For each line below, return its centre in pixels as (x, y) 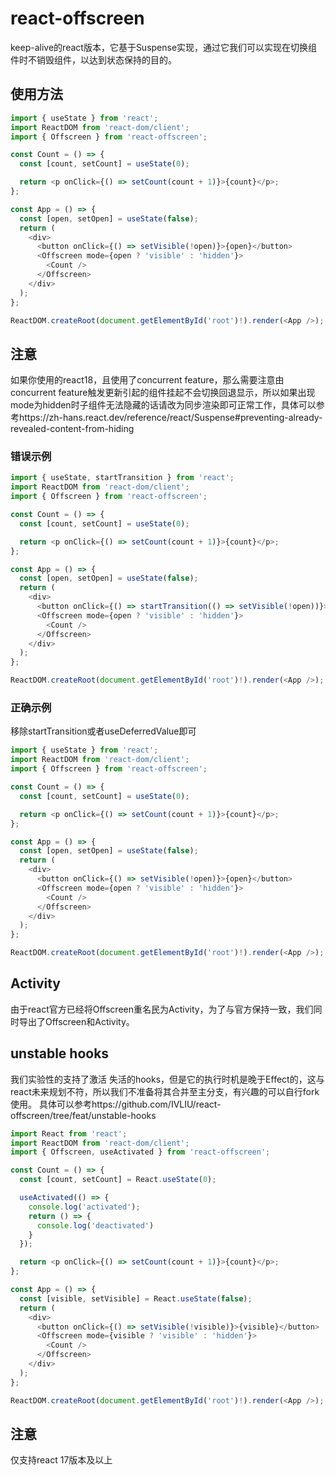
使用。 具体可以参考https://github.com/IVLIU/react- (116, 1104)
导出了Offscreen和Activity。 (76, 1021)
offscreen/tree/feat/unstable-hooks (83, 1115)
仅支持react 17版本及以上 (61, 1460)
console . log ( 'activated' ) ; (84, 1207)
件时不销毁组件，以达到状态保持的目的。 (93, 59)
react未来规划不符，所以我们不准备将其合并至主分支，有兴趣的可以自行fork (165, 1091)
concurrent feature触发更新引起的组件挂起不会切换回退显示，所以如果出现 (163, 393)
